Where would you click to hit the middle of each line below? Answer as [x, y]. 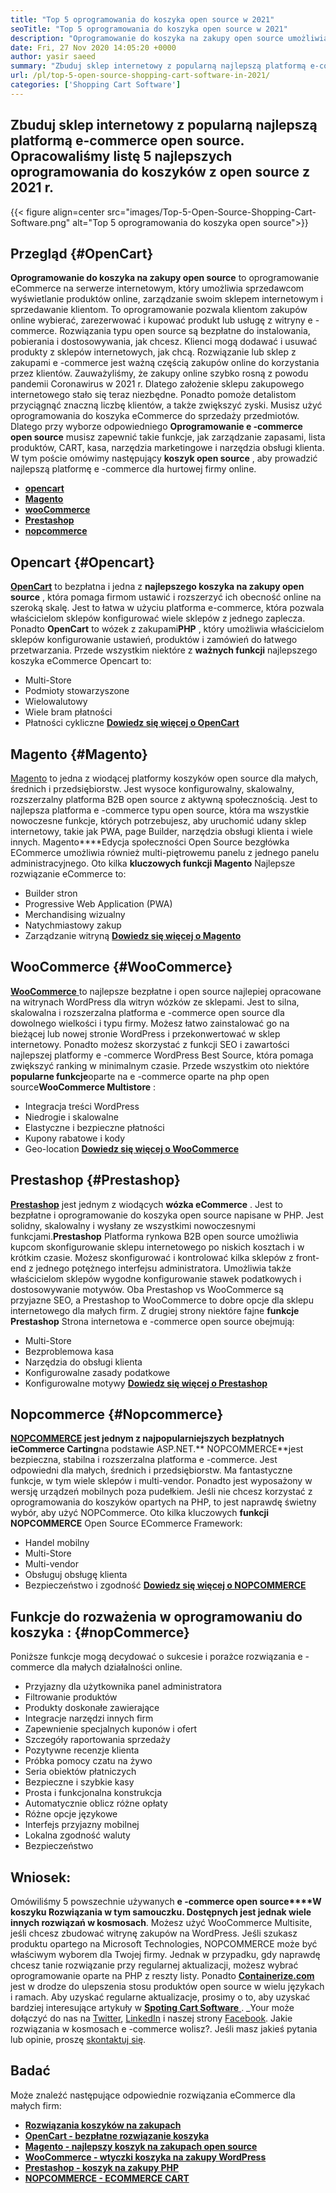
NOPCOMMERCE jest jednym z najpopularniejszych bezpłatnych [147, 1438]
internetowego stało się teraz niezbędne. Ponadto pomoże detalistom [153, 395]
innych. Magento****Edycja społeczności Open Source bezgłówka [150, 842]
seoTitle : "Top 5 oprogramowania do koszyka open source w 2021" [149, 29]
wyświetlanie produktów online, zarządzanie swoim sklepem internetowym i [166, 299]
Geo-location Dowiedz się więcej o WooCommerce [131, 1148]
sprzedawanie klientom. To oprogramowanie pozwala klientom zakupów [159, 310]
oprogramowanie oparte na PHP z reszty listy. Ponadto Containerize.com [162, 1976]
